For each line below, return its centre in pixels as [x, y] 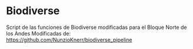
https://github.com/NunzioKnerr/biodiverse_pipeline [69, 40]
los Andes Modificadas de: [39, 33]
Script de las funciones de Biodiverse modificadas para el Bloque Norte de [96, 27]
